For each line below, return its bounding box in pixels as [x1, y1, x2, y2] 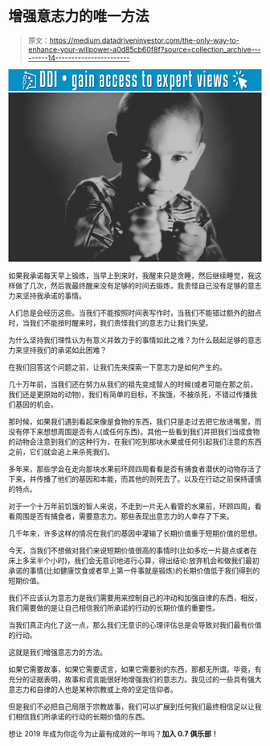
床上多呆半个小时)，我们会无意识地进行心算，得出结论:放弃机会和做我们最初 [8, 555, 260, 565]
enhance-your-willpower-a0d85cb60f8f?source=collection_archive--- [27, 44, 261, 54]
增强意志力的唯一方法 [8, 7, 150, 26]
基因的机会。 [14, 400, 58, 409]
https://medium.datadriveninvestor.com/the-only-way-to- [49, 35, 239, 45]
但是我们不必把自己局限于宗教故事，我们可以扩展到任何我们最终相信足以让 [8, 702, 255, 711]
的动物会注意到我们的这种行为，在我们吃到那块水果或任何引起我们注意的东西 [8, 437, 262, 446]
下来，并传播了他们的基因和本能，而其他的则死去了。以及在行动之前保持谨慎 [8, 474, 262, 483]
